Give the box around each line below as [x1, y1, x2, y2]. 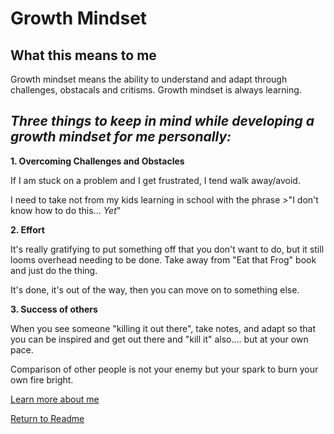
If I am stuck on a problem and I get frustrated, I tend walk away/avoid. [10, 174, 301, 186]
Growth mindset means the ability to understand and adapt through [10, 73, 288, 85]
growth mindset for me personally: [10, 128, 232, 146]
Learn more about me [10, 393, 100, 405]
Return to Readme [10, 412, 85, 424]
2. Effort [10, 223, 45, 236]
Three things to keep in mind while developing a [10, 113, 315, 130]
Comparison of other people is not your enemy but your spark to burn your [10, 363, 319, 375]
